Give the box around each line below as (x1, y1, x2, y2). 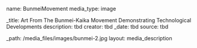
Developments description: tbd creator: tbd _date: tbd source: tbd (6, 23, 169, 30)
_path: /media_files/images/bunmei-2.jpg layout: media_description (6, 35, 172, 41)
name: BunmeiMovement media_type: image (6, 5, 117, 12)
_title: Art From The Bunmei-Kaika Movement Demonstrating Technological (6, 17, 192, 23)
